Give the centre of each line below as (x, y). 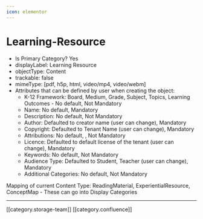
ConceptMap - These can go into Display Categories (72, 192)
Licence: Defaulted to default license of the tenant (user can (99, 142)
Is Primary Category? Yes (47, 59)
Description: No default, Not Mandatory (73, 116)
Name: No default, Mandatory (61, 110)
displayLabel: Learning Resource (56, 65)
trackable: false (34, 78)
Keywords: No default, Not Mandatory (71, 154)
